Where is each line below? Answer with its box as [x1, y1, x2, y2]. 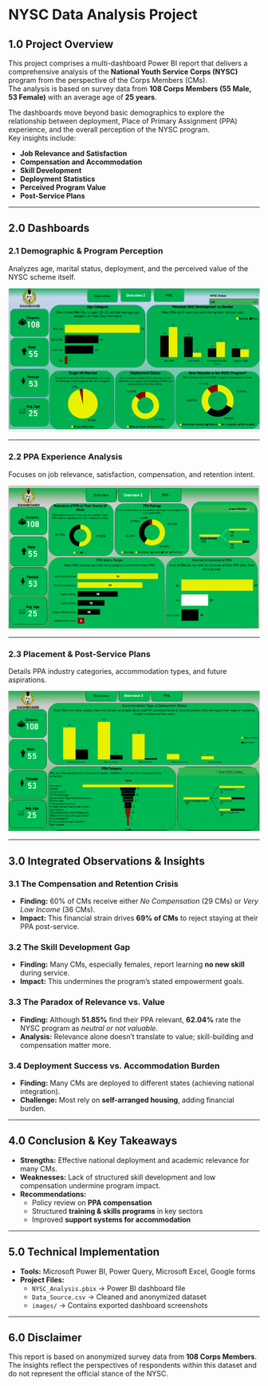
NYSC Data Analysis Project [8, 6, 198, 24]
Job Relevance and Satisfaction [19, 149, 128, 158]
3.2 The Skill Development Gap [8, 942, 131, 953]
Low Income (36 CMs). [19, 905, 96, 915]
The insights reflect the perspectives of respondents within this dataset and [8, 1360, 257, 1370]
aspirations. [8, 675, 47, 685]
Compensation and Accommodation [19, 157, 143, 167]
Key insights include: [8, 133, 77, 143]
